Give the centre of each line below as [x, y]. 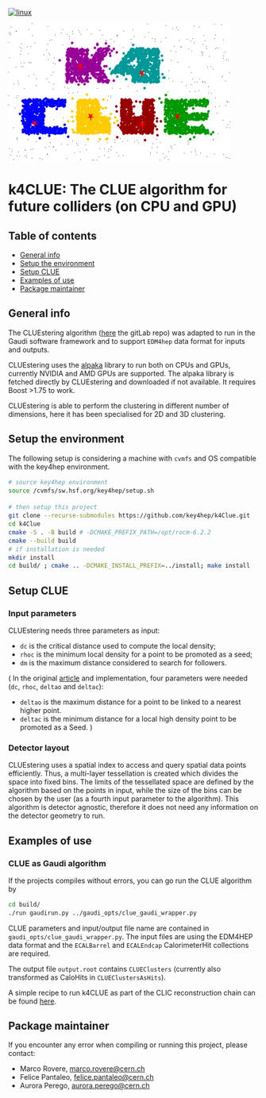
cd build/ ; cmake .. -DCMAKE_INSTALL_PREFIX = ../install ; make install [129, 566]
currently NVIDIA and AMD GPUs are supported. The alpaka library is [121, 373]
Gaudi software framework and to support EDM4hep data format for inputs [127, 341]
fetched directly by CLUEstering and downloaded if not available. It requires [132, 382]
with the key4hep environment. [59, 466]
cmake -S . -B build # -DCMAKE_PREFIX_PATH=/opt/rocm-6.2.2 [110, 532]
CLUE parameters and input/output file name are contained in [109, 928]
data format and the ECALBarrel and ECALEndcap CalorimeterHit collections [129, 945]
